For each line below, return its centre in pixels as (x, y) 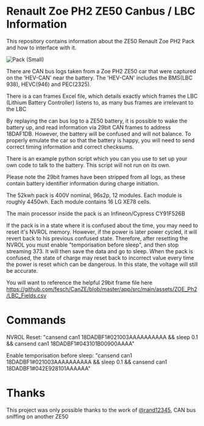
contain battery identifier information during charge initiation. (83, 183)
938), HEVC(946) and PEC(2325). (49, 84)
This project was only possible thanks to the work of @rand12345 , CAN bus (101, 410)
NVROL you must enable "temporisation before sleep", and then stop (93, 245)
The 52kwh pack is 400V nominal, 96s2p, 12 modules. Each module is (94, 195)
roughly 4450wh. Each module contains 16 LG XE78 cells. (79, 201)
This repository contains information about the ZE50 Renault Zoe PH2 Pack (100, 41)
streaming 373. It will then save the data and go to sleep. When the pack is (100, 251)
